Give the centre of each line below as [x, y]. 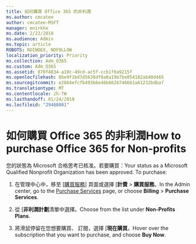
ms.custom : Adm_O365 [31, 66]
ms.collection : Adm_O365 [36, 61]
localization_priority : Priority [47, 55]
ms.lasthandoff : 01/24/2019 [40, 99]
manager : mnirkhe [27, 28]
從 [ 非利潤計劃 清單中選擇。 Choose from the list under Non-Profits [95, 209]
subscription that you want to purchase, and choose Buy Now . [90, 235]
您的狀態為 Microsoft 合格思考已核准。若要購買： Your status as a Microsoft [97, 166]
